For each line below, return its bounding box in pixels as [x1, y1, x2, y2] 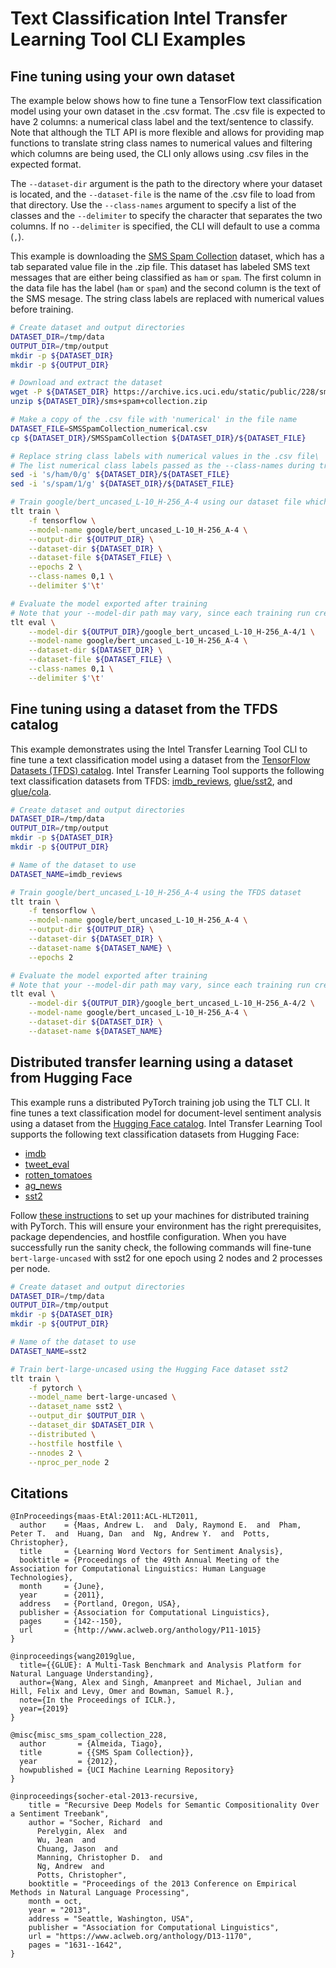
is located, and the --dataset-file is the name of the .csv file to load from [10, 188, 316, 200]
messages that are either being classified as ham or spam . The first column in [10, 272, 322, 283]
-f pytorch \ [28, 1383, 83, 1393]
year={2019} [19, 1704, 70, 1714]
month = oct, [28, 1897, 83, 1907]
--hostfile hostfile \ [28, 1438, 123, 1449]
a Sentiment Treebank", [10, 1809, 110, 1819]
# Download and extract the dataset [10, 378, 163, 388]
